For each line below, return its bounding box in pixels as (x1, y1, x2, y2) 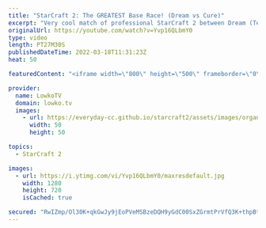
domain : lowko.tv (15, 99, 73, 107)
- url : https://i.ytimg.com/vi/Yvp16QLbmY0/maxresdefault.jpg (15, 172, 225, 180)
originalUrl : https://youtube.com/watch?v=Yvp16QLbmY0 (8, 26, 193, 34)
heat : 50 (8, 56, 37, 64)
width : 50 (28, 121, 62, 129)
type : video (8, 33, 47, 42)
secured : (8, 208, 37, 216)
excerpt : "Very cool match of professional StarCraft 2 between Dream (8, 19, 246, 27)
